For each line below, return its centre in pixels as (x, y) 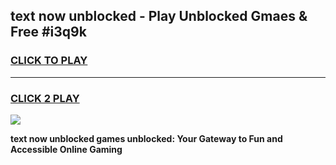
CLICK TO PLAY (49, 61)
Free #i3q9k (48, 32)
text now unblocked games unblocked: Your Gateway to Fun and (146, 138)
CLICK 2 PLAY (45, 98)
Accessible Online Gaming (66, 149)
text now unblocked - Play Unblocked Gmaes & (159, 16)
